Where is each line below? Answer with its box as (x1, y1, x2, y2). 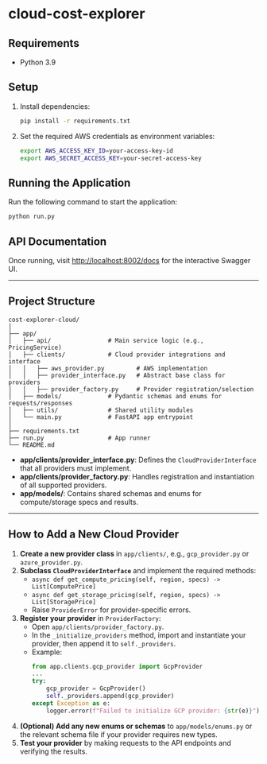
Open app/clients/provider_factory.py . (31, 622, 164, 631)
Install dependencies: (19, 101, 91, 111)
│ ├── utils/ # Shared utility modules (8, 406, 194, 414)
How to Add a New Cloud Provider (8, 528, 180, 541)
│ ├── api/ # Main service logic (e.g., (8, 336, 204, 344)
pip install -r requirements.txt (19, 117, 131, 125)
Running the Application (8, 176, 131, 189)
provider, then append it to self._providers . (31, 638, 176, 648)
